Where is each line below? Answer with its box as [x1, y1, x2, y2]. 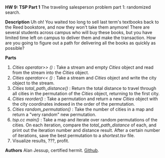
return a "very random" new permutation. [12, 112, 97, 118]
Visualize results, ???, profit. [12, 138, 69, 144]
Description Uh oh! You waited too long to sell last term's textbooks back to [5, 19, 159, 25]
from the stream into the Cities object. [12, 70, 90, 76]
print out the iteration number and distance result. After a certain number [12, 127, 161, 133]
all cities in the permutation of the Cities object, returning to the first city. [12, 91, 160, 96]
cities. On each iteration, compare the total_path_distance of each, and [12, 122, 157, 128]
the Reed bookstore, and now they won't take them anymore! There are [5, 24, 150, 30]
